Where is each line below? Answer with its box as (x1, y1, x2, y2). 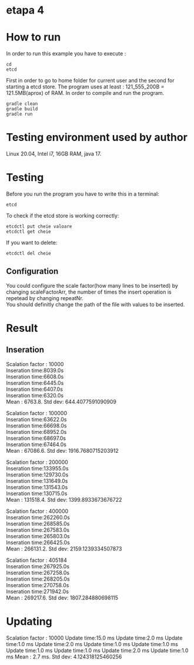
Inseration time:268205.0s (6, 575, 70, 582)
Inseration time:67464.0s (6, 440, 66, 448)
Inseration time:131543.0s (6, 483, 68, 490)
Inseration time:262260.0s (6, 513, 71, 521)
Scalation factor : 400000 (6, 508, 69, 515)
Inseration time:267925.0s (6, 562, 69, 569)
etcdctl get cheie (6, 229, 51, 235)
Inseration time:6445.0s (6, 379, 64, 386)
